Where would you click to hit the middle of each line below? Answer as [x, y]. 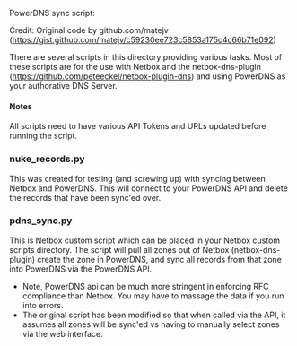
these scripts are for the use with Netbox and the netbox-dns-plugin [135, 67]
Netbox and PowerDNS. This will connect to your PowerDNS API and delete [149, 188]
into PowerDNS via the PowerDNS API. [81, 269]
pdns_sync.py [41, 221]
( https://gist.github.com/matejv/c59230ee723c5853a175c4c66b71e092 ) [143, 40]
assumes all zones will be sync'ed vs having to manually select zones [151, 324]
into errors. [43, 305]
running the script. [44, 136]
